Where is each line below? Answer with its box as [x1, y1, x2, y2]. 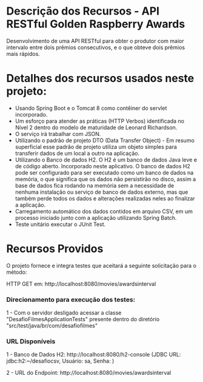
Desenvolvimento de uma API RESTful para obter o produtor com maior [6, 37, 184, 44]
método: [6, 268, 27, 276]
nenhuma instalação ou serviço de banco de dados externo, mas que [15, 188, 188, 196]
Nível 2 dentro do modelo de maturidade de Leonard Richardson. [15, 123, 178, 131]
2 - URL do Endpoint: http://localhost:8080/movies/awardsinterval [6, 369, 171, 377]
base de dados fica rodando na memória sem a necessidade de [15, 182, 175, 189]
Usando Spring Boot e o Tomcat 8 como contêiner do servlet [15, 104, 167, 112]
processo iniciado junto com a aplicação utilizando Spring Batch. [15, 214, 177, 221]
